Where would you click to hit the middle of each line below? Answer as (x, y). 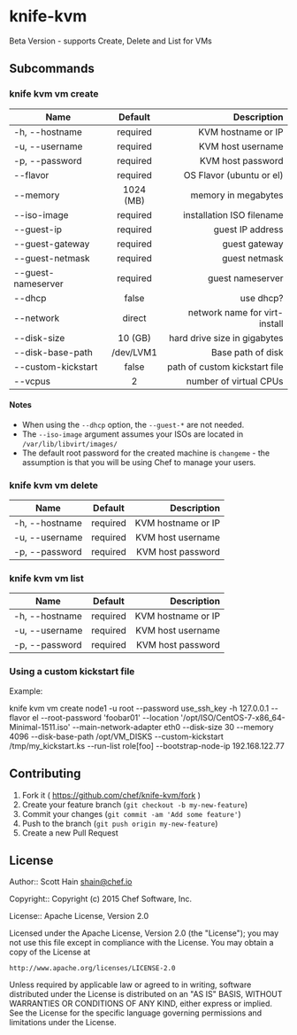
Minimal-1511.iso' (40, 727)
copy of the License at (50, 952)
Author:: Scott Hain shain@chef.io (71, 882)
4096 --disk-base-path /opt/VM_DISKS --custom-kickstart (116, 736)
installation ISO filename (233, 214)
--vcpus (32, 381)
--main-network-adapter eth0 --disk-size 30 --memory (173, 727)
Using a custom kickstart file (72, 672)
